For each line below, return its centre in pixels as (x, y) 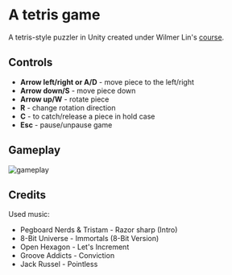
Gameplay (35, 150)
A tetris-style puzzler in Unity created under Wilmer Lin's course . (116, 37)
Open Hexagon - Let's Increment (75, 247)
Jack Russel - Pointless (59, 265)
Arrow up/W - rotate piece (64, 99)
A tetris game (54, 15)
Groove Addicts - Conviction (67, 256)
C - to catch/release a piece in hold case (87, 116)
